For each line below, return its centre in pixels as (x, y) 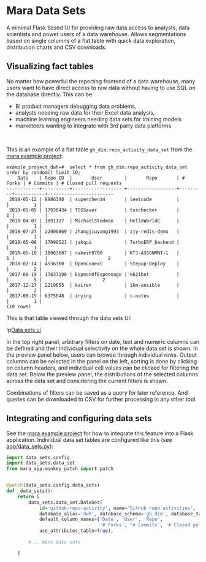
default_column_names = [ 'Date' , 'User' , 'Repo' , (101, 519)
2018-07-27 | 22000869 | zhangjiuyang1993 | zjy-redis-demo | (94, 231)
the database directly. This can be (49, 94)
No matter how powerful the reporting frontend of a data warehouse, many (101, 81)
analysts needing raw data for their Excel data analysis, (85, 112)
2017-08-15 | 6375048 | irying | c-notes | (94, 296)
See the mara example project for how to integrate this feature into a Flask (100, 433)
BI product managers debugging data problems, (76, 106)
